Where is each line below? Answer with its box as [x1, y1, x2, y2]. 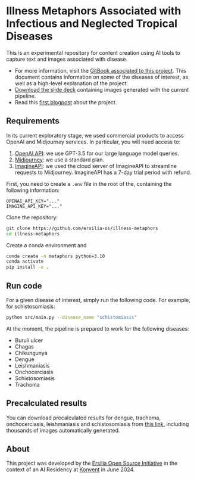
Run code [6, 281, 42, 291]
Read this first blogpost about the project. [14, 98, 117, 105]
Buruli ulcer [14, 337, 43, 344]
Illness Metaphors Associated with [6, 4, 182, 18]
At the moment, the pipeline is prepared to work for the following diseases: [6, 325, 189, 332]
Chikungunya [14, 349, 48, 356]
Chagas [14, 343, 34, 350]
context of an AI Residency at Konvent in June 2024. [6, 466, 135, 473]
